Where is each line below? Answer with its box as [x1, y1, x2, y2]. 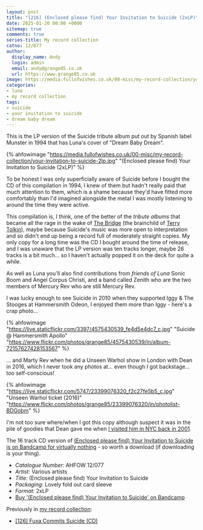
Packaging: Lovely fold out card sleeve [14, 481, 112, 488]
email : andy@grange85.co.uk [11, 65, 83, 72]
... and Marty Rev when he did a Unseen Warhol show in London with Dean [6, 357, 193, 364]
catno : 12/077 [6, 43, 42, 49]
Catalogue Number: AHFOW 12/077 [14, 461, 105, 469]
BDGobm [6, 407, 29, 414]
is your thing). [6, 450, 41, 457]
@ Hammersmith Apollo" [6, 332, 68, 340]
